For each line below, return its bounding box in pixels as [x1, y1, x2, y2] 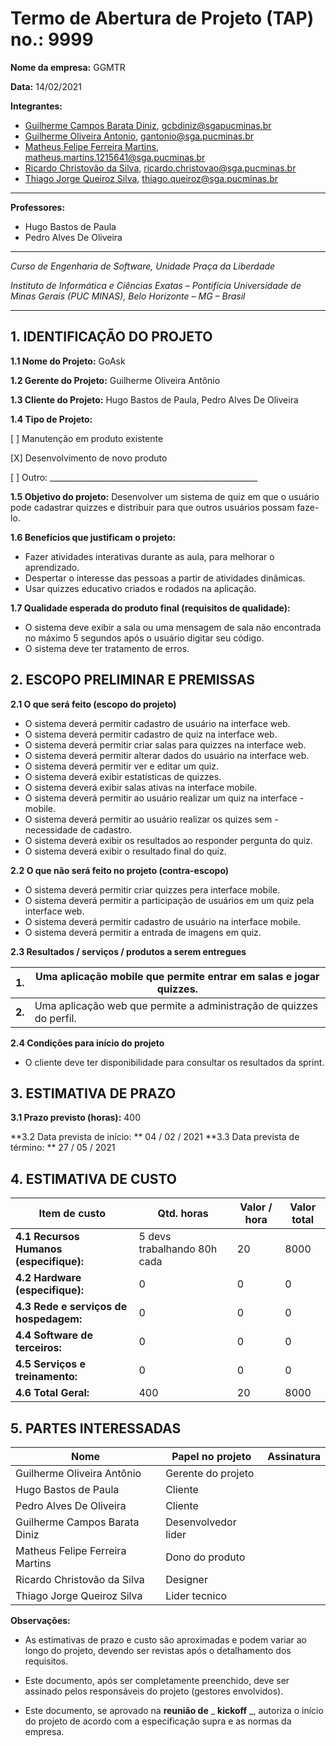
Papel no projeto [171, 1450, 252, 1463]
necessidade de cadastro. [24, 823, 133, 836]
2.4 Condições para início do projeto [10, 1037, 165, 1049]
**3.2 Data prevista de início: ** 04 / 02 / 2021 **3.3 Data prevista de [10, 1131, 300, 1143]
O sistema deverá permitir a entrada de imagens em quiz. [24, 926, 262, 938]
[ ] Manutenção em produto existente [10, 432, 164, 444]
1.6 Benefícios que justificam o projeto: [10, 531, 177, 543]
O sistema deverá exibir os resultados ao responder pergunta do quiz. [24, 834, 313, 846]
